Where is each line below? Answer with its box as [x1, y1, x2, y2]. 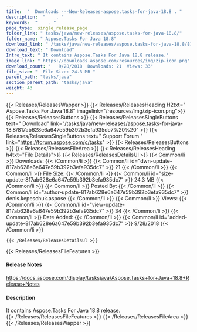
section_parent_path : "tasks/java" [6, 80, 93, 86]
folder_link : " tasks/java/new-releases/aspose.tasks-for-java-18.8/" [6, 31, 182, 36]
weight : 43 [6, 85, 33, 91]
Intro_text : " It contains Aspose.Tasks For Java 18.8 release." [6, 52, 169, 58]
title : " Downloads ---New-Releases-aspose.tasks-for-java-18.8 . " [6, 8, 182, 15]
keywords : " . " [6, 19, 57, 25]
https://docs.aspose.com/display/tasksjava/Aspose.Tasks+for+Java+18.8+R [6, 274, 189, 281]
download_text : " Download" [6, 47, 75, 53]
